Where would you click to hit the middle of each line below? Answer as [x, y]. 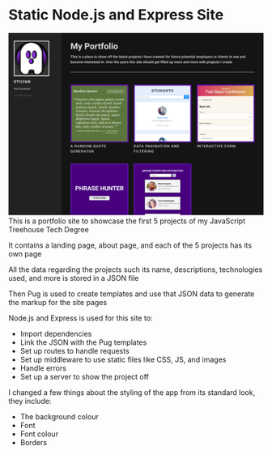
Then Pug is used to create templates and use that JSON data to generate [132, 294]
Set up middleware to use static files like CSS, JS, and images [123, 359]
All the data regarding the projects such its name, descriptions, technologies [136, 269]
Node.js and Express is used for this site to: [81, 318]
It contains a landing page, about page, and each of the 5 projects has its [130, 245]
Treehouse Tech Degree [49, 229]
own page [25, 253]
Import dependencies [56, 333]
